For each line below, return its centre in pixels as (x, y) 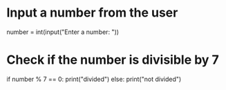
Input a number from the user (92, 13)
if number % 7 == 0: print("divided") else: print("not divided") (94, 79)
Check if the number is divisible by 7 (113, 60)
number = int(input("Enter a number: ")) (63, 32)
